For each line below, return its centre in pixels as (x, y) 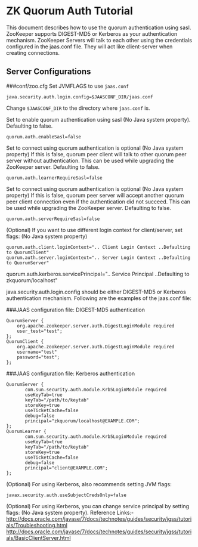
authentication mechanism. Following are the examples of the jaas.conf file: (99, 298)
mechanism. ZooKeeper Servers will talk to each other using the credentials (99, 40)
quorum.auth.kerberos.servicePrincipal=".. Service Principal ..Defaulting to (98, 274)
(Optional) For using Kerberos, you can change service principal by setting (98, 506)
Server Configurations (49, 72)
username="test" (37, 352)
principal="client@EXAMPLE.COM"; (66, 468)
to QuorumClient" (28, 252)
